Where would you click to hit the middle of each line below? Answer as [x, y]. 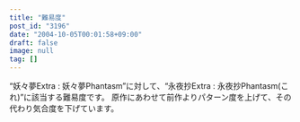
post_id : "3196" [40, 26]
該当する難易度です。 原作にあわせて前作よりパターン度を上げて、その [161, 97]
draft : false [34, 43]
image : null [31, 51]
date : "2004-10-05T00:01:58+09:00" [76, 34]
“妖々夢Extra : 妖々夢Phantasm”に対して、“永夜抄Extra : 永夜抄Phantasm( [145, 86]
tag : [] [24, 59]
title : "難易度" [38, 17]
